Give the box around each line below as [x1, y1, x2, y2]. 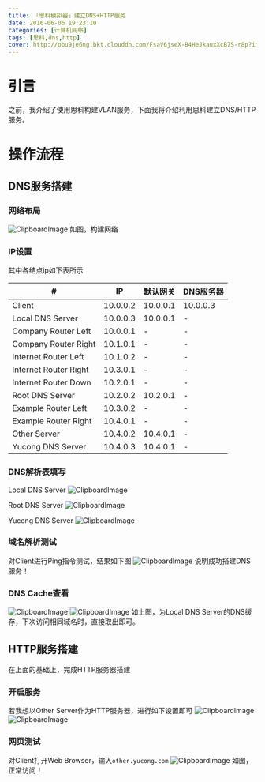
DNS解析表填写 [8, 467, 66, 478]
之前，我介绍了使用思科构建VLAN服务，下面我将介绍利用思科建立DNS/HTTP [8, 105, 256, 115]
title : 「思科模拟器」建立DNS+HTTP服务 [8, 11, 126, 20]
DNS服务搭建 [8, 179, 73, 193]
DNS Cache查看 [8, 588, 69, 599]
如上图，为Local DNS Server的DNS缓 [131, 607, 252, 617]
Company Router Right [12, 339, 96, 350]
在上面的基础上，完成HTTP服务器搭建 [8, 664, 131, 674]
